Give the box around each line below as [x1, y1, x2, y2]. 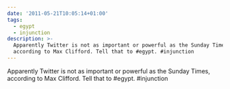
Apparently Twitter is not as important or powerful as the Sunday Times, [7, 66, 210, 75]
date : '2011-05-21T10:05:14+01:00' [7, 10, 109, 17]
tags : [7, 16, 23, 23]
